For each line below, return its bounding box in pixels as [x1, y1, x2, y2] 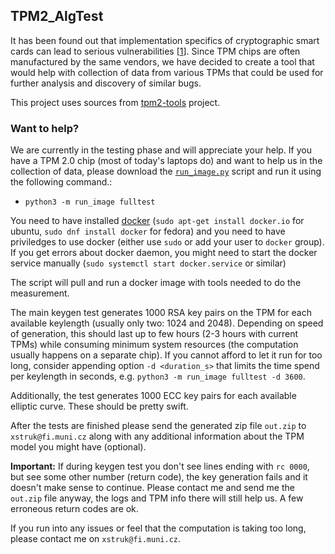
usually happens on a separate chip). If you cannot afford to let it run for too [10, 349, 323, 361]
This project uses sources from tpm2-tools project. [10, 96, 221, 108]
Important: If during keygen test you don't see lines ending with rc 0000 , [10, 460, 310, 473]
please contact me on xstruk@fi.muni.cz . [10, 533, 182, 545]
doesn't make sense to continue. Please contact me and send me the [10, 482, 295, 494]
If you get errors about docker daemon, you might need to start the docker [10, 247, 318, 259]
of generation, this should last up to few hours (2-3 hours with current [10, 328, 299, 340]
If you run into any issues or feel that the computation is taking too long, [10, 522, 307, 534]
